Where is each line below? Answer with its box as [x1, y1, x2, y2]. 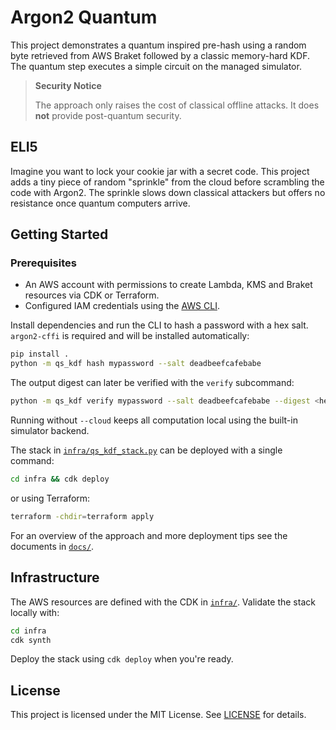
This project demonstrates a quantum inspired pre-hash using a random [10, 39, 307, 51]
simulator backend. [10, 425, 90, 437]
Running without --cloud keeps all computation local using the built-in [10, 414, 298, 426]
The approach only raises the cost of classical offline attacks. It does [34, 99, 320, 111]
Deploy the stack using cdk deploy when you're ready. [10, 653, 234, 665]
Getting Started [10, 226, 109, 243]
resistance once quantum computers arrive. [10, 197, 191, 209]
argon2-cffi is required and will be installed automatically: [10, 330, 250, 342]
